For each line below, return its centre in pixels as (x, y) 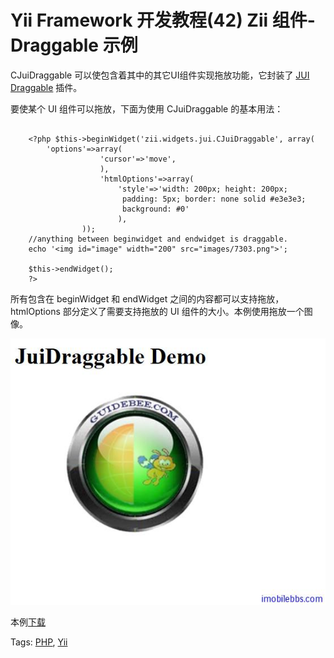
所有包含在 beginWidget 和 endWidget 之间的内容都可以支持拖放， (147, 298)
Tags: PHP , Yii (39, 642)
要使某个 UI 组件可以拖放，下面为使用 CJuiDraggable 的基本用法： (147, 108)
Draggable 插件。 (46, 87)
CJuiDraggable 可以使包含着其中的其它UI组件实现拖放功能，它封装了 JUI (160, 75)
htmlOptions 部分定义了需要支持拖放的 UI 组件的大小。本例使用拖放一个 (157, 311)
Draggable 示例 (74, 45)
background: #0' (155, 209)
